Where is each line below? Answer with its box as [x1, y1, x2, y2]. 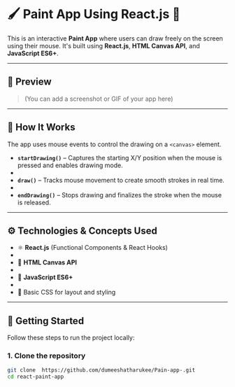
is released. [17, 198, 51, 206]
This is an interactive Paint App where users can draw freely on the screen [7, 34, 224, 43]
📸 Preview [7, 76, 52, 88]
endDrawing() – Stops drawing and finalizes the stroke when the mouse [17, 190, 222, 199]
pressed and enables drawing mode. [17, 161, 124, 169]
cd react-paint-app [7, 373, 64, 381]
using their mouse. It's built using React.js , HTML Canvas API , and [7, 41, 201, 50]
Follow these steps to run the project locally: [7, 334, 135, 342]
